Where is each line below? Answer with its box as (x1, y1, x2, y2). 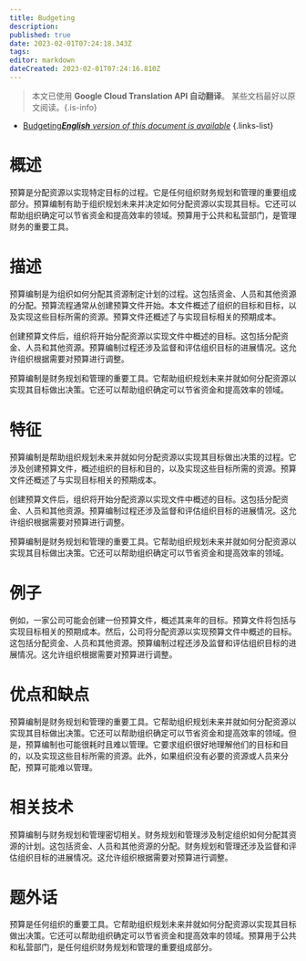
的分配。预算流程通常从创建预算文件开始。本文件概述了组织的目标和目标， (9, 299, 289, 310)
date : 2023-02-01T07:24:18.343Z (9, 38, 132, 48)
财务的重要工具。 (9, 221, 74, 232)
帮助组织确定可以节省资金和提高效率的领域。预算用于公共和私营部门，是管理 (9, 209, 297, 220)
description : (9, 22, 59, 31)
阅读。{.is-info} (39, 101, 97, 112)
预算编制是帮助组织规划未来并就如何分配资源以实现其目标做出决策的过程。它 (9, 451, 297, 462)
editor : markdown (9, 56, 76, 65)
